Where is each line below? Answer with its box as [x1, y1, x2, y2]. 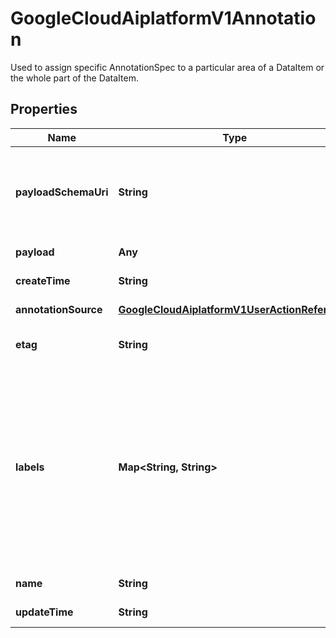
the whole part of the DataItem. [10, 72, 139, 84]
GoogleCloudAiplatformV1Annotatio [10, 7, 317, 30]
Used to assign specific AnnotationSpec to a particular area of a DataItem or [10, 61, 325, 73]
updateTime [15, 605, 74, 619]
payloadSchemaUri [15, 185, 109, 199]
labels [15, 460, 45, 474]
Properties [10, 101, 78, 118]
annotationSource [15, 302, 103, 316]
